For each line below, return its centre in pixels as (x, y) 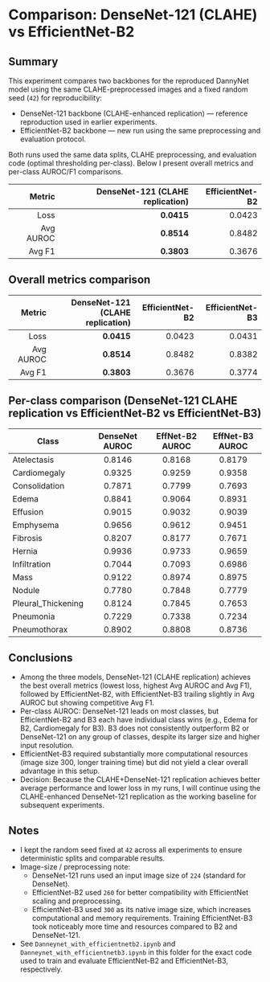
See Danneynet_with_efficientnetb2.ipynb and (98, 944)
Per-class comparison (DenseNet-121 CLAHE (123, 401)
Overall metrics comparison (80, 280)
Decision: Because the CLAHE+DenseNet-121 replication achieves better (140, 779)
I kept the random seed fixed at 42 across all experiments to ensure (131, 850)
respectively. (41, 969)
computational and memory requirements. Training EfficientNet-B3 (142, 919)
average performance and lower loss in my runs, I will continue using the (140, 788)
